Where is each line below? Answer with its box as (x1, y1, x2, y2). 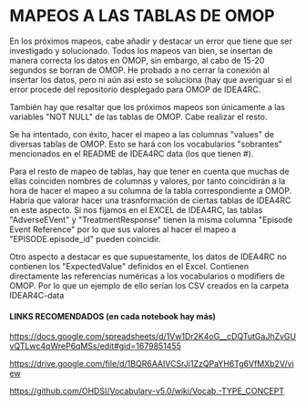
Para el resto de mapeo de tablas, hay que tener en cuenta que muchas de (9, 166, 290, 177)
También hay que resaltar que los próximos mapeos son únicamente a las (9, 101, 285, 112)
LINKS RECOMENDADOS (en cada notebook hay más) (9, 310, 217, 321)
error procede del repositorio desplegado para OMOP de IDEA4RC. (9, 84, 261, 95)
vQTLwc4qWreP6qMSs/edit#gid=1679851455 (9, 340, 182, 351)
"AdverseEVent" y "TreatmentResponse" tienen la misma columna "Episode (9, 214, 293, 225)
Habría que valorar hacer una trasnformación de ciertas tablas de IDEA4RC (9, 195, 291, 206)
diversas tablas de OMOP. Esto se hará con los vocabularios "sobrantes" (9, 138, 282, 149)
